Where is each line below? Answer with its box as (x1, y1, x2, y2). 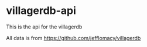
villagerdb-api (6, 4, 76, 17)
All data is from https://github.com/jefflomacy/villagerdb (6, 34, 141, 41)
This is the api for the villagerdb (6, 23, 83, 30)
